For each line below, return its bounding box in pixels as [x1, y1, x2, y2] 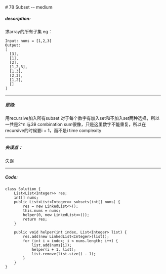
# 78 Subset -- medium [5, 4, 53, 10]
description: [5, 15, 31, 21]
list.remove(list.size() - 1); [31, 251, 96, 256]
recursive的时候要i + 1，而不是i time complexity [5, 127, 102, 133]
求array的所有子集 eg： [5, 28, 53, 34]
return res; [23, 217, 48, 222]
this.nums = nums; [23, 208, 61, 213]
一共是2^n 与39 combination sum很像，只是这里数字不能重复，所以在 [5, 121, 146, 127]
